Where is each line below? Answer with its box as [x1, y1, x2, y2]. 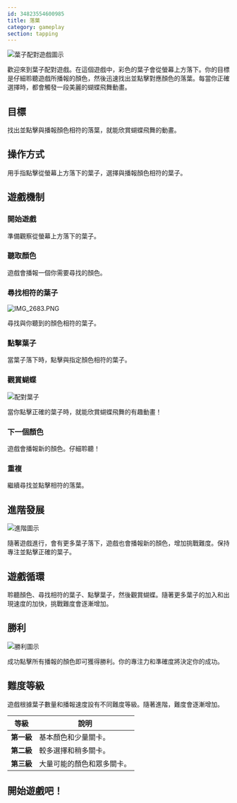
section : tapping [7, 30, 59, 37]
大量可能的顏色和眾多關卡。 [39, 758, 132, 768]
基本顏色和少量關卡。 [39, 732, 111, 742]
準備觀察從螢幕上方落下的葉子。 [7, 231, 100, 240]
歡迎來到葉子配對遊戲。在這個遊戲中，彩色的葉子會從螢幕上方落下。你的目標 [7, 65, 230, 74]
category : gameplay [7, 23, 65, 30]
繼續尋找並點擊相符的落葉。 [7, 481, 88, 490]
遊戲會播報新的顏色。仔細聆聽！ [7, 445, 100, 453]
